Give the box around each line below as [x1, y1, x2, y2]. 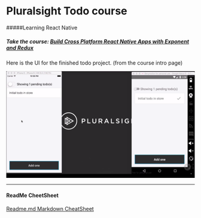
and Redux [6, 44, 34, 52]
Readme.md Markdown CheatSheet [6, 205, 94, 212]
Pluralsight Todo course [6, 4, 127, 18]
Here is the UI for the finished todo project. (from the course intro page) [6, 59, 183, 66]
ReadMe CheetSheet [6, 192, 59, 199]
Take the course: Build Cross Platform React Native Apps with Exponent [6, 38, 190, 45]
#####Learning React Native [6, 24, 78, 31]
